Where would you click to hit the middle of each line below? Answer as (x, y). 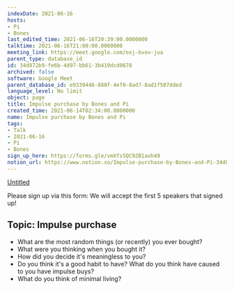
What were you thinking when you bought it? (81, 249)
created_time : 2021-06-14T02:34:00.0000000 (71, 111)
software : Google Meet (40, 78)
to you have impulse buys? (56, 271)
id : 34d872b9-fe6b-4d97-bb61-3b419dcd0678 (70, 65)
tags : (15, 123)
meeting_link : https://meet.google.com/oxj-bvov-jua (85, 53)
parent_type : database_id (45, 59)
